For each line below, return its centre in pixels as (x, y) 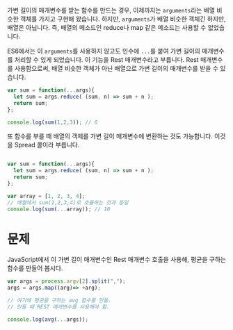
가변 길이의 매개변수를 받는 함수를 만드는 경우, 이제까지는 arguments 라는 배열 (111, 10)
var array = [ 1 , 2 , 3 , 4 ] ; (46, 196)
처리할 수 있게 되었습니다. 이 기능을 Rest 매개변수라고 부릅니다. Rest (107, 60)
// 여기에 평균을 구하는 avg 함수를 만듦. (59, 301)
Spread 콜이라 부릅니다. (47, 145)
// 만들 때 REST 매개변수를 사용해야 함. (58, 307)
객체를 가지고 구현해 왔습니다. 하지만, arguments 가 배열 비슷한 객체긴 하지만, (123, 19)
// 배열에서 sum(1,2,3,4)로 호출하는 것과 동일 (68, 203)
